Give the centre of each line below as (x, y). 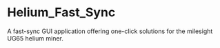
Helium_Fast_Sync (61, 13)
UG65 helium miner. (36, 38)
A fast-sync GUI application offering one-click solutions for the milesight (110, 31)
